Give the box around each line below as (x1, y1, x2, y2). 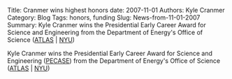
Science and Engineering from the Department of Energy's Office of (7, 28, 203, 36)
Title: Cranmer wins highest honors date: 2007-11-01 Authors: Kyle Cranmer (7, 6, 225, 14)
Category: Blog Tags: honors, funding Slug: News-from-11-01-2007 (7, 13, 201, 22)
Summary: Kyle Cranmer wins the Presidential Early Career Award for (7, 21, 206, 29)
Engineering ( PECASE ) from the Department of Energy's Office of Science (7, 57, 221, 65)
